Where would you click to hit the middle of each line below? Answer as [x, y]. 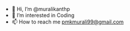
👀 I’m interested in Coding [43, 15]
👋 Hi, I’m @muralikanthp [41, 9]
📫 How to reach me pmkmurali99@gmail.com [68, 22]
